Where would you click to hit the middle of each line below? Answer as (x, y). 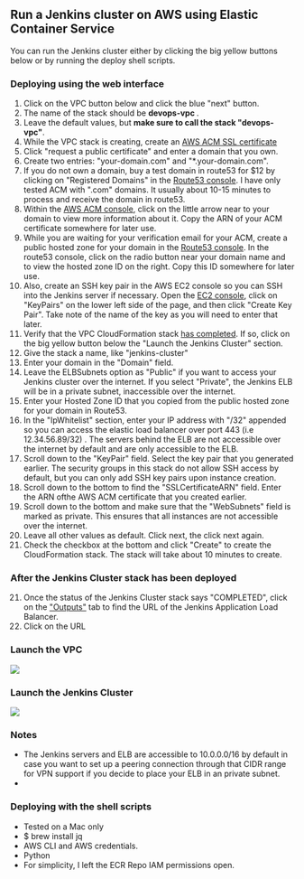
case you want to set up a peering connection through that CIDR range (155, 764)
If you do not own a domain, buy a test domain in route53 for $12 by (149, 171)
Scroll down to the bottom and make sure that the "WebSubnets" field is (157, 507)
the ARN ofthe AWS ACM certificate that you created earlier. (135, 497)
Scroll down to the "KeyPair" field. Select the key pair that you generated (158, 459)
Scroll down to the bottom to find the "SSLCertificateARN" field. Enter (152, 488)
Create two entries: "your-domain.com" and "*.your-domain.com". (146, 161)
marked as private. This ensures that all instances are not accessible (151, 516)
